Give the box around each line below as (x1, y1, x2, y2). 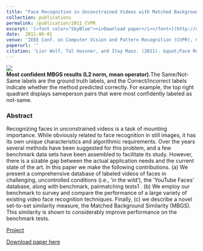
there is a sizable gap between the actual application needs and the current (6, 157, 195, 165)
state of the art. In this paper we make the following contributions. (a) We (6, 164, 188, 171)
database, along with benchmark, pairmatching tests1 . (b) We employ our (6, 183, 190, 190)
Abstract (6, 111, 33, 119)
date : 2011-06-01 (6, 31, 53, 37)
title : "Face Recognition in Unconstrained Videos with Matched (6, 8, 172, 15)
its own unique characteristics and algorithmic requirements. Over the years (6, 138, 195, 145)
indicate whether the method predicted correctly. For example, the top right (6, 83, 195, 91)
